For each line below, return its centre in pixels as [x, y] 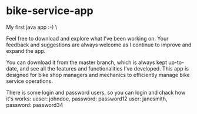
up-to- [176, 62]
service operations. [29, 81]
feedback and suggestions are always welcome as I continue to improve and [99, 45]
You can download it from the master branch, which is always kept [87, 62]
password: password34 [35, 105]
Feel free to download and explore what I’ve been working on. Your [87, 38]
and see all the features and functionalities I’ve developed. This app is [104, 68]
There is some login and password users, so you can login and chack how [96, 92]
